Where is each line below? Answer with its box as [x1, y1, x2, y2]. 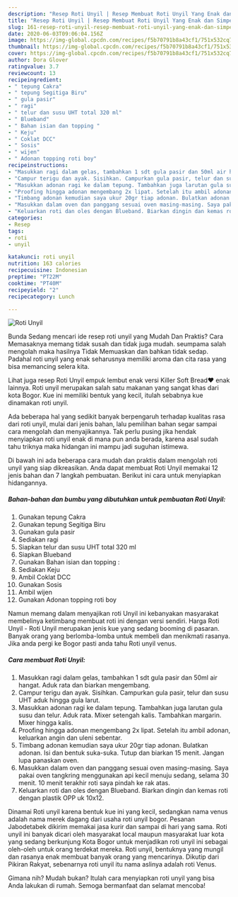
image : [8, 37, 28, 44]
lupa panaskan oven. [18, 756, 80, 765]
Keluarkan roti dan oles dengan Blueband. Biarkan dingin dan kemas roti [18, 787, 228, 795]
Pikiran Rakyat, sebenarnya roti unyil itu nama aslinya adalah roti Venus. [8, 860, 217, 869]
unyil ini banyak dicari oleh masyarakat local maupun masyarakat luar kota [8, 830, 225, 839]
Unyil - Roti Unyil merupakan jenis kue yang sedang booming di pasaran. [8, 624, 220, 633]
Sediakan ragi [18, 535, 59, 544]
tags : [8, 227, 24, 234]
